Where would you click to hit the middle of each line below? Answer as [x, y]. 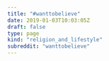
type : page [23, 33]
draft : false [27, 27]
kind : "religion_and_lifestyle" [55, 40]
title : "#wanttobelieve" [44, 14]
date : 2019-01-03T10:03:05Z [49, 20]
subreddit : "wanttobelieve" [49, 46]
